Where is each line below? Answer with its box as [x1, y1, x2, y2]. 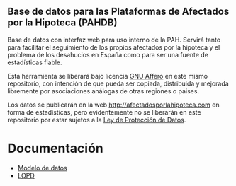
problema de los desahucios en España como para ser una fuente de [7, 50, 209, 59]
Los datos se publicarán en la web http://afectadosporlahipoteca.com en [7, 100, 220, 109]
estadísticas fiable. [7, 58, 62, 66]
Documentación [7, 141, 104, 156]
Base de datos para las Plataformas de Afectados [7, 6, 230, 18]
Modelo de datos [17, 163, 67, 172]
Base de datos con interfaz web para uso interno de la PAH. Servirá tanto [7, 35, 221, 44]
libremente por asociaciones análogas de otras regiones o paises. [7, 86, 200, 95]
